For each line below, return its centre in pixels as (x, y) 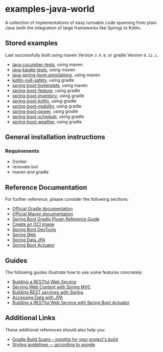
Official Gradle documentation (43, 209)
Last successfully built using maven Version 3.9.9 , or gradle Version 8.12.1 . (82, 55)
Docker (20, 162)
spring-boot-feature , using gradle (46, 90)
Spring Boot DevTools (34, 230)
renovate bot (25, 167)
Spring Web (24, 235)
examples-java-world (50, 9)
